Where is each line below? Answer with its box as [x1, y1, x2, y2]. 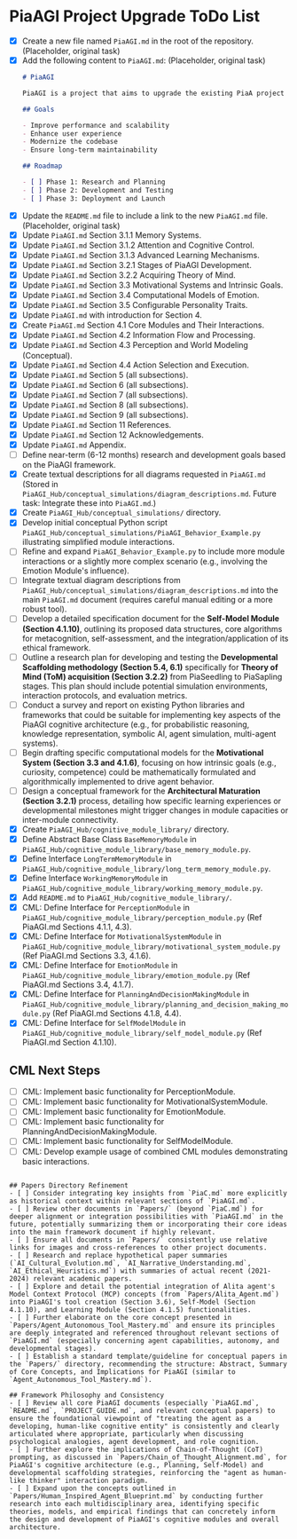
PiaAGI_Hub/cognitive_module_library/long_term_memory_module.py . [21, 863, 271, 873]
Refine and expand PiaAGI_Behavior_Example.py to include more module [21, 546, 285, 556]
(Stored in [21, 479, 59, 490]
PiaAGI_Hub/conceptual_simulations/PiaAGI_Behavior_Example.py [21, 529, 262, 538]
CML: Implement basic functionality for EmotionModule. [21, 1107, 226, 1117]
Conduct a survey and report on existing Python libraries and [21, 699, 246, 710]
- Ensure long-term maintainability [21, 146, 158, 154]
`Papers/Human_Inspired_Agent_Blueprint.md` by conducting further [9, 1491, 264, 1501]
